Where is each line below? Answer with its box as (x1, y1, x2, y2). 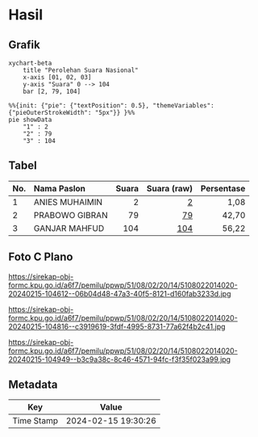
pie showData (8, 116, 52, 124)
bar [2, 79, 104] (23, 87, 81, 95)
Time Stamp (12, 415, 59, 426)
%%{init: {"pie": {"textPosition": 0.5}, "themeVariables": (8, 102, 215, 110)
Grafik (8, 38, 40, 52)
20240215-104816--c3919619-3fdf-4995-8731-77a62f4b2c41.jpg (8, 321, 226, 331)
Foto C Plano (8, 250, 73, 264)
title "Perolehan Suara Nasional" (23, 66, 139, 74)
